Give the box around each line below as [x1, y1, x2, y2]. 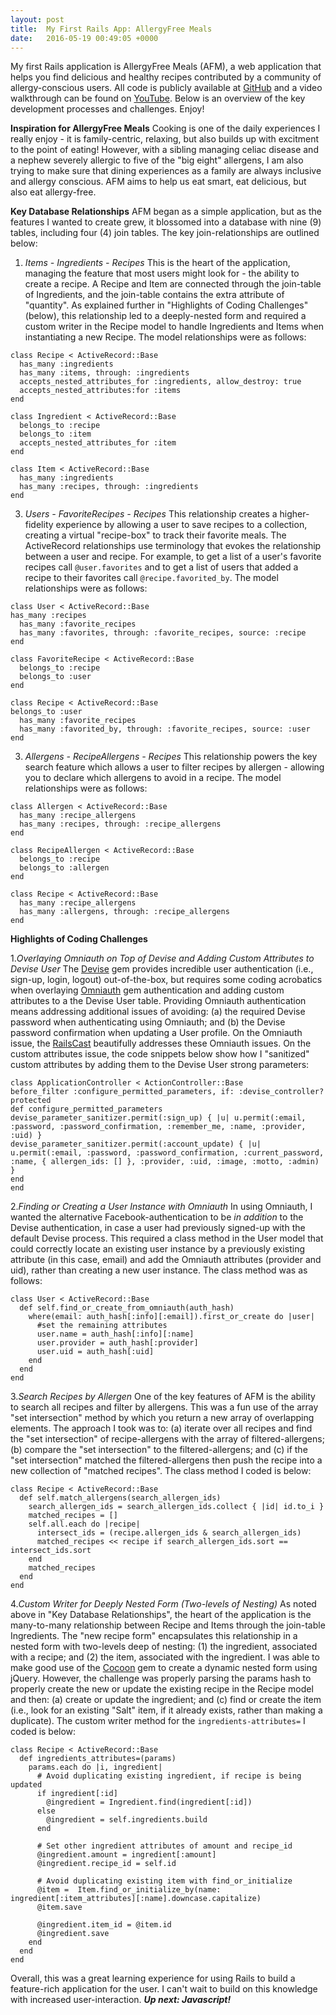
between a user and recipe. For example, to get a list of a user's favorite [24, 551, 322, 563]
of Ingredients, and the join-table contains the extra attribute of [24, 289, 285, 301]
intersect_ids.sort [10, 1546, 92, 1556]
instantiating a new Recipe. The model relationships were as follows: [24, 331, 307, 343]
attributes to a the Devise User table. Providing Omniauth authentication [10, 995, 307, 1007]
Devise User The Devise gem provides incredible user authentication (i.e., [10, 963, 314, 975]
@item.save [36, 1902, 83, 1913]
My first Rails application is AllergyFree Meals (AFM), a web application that [10, 61, 322, 73]
